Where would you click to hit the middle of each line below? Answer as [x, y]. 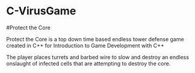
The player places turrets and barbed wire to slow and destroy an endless [98, 57]
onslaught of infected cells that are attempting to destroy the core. [88, 63]
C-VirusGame [41, 11]
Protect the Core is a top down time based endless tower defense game [95, 39]
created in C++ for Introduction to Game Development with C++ [85, 45]
